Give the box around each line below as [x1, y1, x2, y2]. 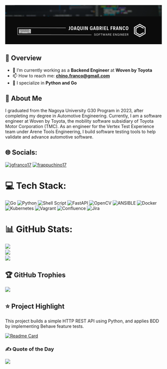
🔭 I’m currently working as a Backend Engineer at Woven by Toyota [12, 67, 153, 73]
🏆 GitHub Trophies [5, 271, 66, 280]
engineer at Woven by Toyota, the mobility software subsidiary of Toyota [5, 118, 154, 124]
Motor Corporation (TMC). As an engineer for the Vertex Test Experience [5, 123, 155, 129]
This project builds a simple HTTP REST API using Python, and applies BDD [5, 318, 160, 324]
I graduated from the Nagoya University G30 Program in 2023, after [5, 107, 144, 113]
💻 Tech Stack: [5, 180, 67, 192]
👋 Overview [5, 54, 42, 63]
